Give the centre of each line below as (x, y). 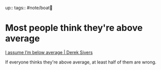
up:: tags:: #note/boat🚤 (29, 8)
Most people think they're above (74, 28)
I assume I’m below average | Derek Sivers (49, 52)
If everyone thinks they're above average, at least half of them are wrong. (81, 62)
